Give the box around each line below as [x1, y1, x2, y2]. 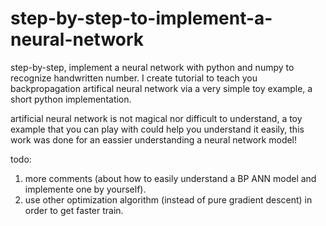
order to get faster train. [24, 204, 124, 216]
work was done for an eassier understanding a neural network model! [10, 133, 298, 146]
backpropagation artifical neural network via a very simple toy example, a [10, 82, 313, 94]
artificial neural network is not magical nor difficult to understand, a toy [10, 112, 303, 124]
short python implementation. [10, 93, 132, 105]
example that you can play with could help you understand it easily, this [10, 123, 305, 135]
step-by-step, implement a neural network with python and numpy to [10, 61, 295, 73]
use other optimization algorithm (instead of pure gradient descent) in [24, 193, 313, 206]
